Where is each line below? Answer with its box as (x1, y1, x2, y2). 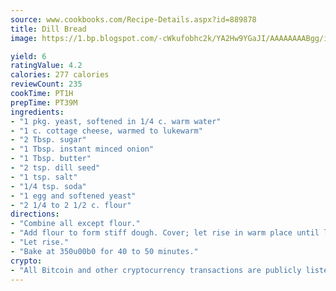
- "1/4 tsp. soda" (10, 181, 87, 191)
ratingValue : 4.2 (10, 61, 83, 71)
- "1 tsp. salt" (10, 172, 78, 182)
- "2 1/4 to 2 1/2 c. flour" (10, 200, 132, 210)
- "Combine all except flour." (10, 219, 141, 229)
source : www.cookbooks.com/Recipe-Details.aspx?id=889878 (10, 14, 257, 25)
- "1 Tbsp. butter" (10, 154, 92, 164)
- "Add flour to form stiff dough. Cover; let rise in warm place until (10, 228, 320, 238)
